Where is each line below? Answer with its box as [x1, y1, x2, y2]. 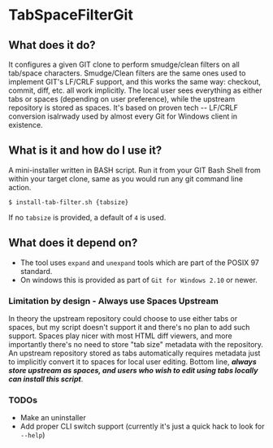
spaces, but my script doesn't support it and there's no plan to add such [8, 322, 250, 332]
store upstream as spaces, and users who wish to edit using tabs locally [8, 365, 258, 375]
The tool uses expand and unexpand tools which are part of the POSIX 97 [19, 258, 260, 267]
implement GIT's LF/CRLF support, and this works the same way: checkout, [8, 77, 262, 86]
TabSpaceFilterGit [8, 6, 134, 24]
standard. [19, 266, 53, 276]
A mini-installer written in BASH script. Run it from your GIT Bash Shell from [8, 165, 262, 175]
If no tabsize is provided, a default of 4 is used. [8, 212, 167, 222]
